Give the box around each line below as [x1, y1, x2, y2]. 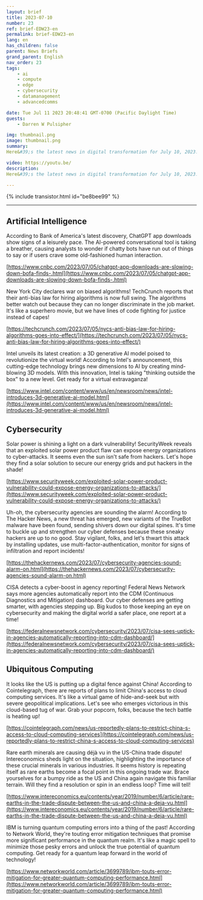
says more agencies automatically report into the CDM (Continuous [6, 590, 174, 597]
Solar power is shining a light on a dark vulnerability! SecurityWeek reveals [6, 440, 192, 447]
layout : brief [6, 8, 42, 15]
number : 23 [6, 20, 34, 26]
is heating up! [6, 712, 40, 720]
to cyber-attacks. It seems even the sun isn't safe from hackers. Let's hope [6, 453, 193, 460]
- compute [17, 76, 42, 82]
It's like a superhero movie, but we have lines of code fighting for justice [6, 307, 186, 315]
